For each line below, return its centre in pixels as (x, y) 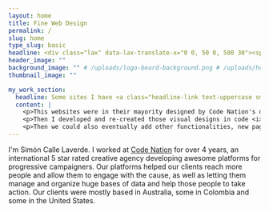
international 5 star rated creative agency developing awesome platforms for (134, 158)
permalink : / (30, 30)
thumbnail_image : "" (43, 75)
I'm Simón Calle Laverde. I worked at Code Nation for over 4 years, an (123, 150)
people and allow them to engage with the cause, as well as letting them (127, 175)
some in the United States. (52, 200)
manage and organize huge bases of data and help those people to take (127, 183)
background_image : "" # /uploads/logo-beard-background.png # (114, 68)
